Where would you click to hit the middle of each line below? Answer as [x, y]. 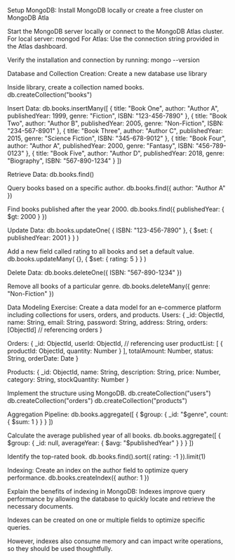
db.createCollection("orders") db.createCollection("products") [98, 400]
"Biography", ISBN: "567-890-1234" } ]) [65, 161]
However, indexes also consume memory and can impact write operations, [115, 541]
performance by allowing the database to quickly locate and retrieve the [111, 499]
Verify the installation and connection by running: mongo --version [103, 60]
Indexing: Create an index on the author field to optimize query [98, 470]
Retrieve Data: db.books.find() [51, 174]
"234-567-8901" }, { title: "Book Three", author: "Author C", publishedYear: [115, 131]
